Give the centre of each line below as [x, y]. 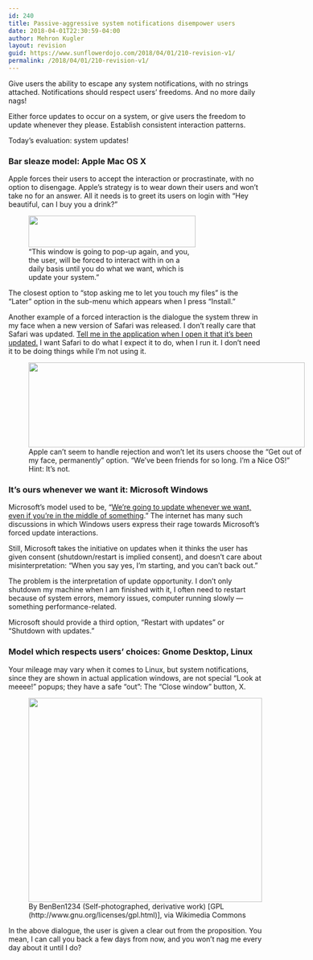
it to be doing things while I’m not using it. [77, 352]
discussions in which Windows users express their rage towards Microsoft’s [134, 525]
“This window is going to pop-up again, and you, [109, 252]
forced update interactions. [54, 533]
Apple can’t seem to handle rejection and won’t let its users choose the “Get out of [165, 452]
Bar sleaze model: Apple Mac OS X [77, 161]
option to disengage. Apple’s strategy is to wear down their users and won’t [134, 187]
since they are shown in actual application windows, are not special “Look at [135, 678]
